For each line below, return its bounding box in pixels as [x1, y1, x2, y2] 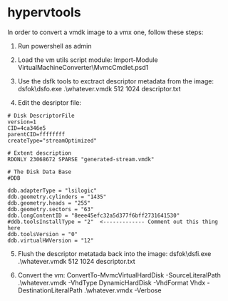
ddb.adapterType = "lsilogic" [7, 187, 98, 194]
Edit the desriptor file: [17, 98, 82, 107]
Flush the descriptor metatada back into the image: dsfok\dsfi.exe [17, 249, 212, 257]
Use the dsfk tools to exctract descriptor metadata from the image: [17, 76, 214, 86]
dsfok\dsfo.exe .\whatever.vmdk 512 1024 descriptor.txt [17, 84, 181, 93]
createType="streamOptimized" [7, 137, 98, 144]
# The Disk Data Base [7, 168, 72, 175]
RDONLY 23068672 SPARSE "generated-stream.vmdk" [7, 155, 155, 163]
